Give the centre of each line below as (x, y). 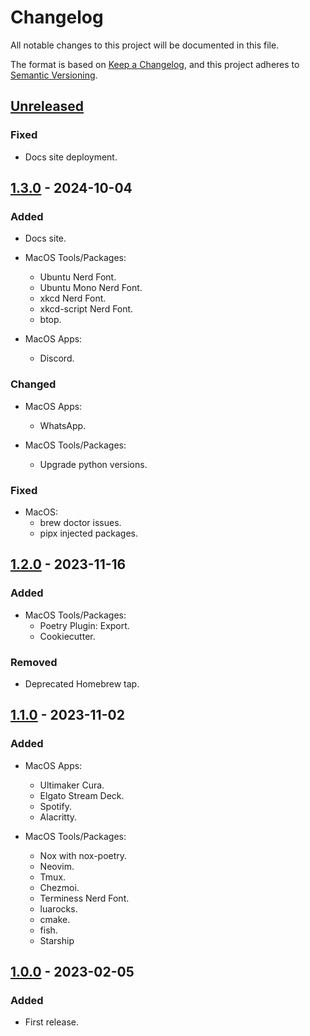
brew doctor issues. (80, 522)
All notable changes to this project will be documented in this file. (145, 45)
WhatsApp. (63, 425)
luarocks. (58, 908)
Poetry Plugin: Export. (84, 625)
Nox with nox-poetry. (83, 855)
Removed (34, 662)
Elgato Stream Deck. (82, 795)
